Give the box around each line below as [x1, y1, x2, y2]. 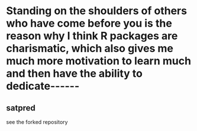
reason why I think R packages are [6, 30, 178, 42]
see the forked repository [6, 119, 68, 125]
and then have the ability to [6, 67, 143, 80]
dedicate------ [6, 80, 80, 93]
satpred [6, 103, 35, 113]
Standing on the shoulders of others [6, 4, 188, 18]
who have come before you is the [6, 17, 173, 30]
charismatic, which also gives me [6, 42, 173, 55]
